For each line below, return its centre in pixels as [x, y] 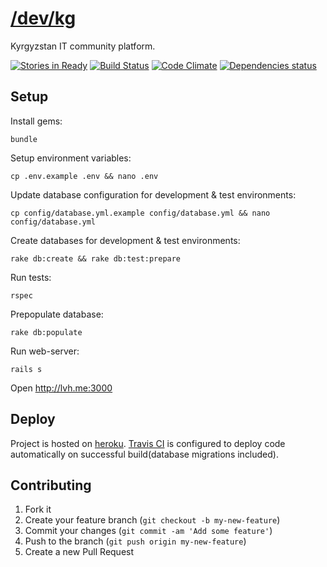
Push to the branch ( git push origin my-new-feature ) [135, 541]
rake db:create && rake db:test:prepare [96, 258]
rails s [26, 369]
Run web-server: [45, 351]
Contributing [51, 485]
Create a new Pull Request [79, 552]
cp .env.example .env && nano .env [84, 176]
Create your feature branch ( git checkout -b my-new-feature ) [152, 520]
